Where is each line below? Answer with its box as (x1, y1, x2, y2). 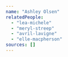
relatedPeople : (5, 14, 44, 20)
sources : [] (5, 42, 36, 48)
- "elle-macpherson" (11, 36, 63, 42)
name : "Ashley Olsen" (5, 8, 60, 15)
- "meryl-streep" (11, 25, 55, 31)
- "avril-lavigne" (11, 31, 58, 37)
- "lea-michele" (11, 20, 52, 26)
